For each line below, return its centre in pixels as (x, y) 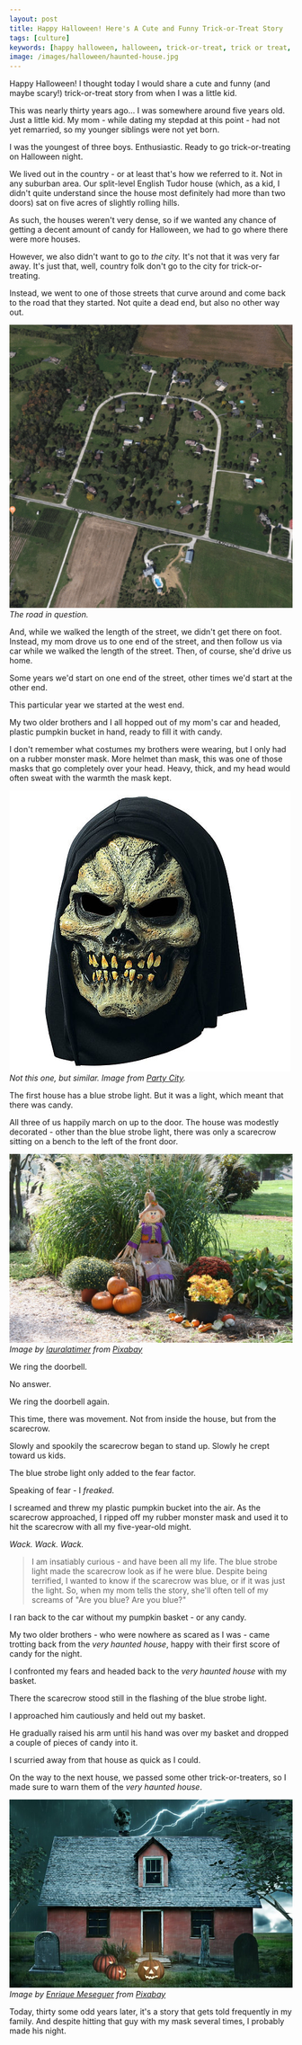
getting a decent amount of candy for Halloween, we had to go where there (149, 230)
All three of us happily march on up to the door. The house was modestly (144, 1123)
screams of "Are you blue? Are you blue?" (109, 1599)
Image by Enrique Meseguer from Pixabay (88, 1995)
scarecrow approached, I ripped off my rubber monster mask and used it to (149, 1517)
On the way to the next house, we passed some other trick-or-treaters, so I (148, 1777)
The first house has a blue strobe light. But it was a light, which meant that (147, 1096)
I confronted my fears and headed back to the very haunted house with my (148, 1671)
